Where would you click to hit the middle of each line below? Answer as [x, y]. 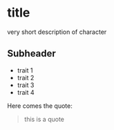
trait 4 [26, 92]
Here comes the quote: [40, 106]
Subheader [32, 54]
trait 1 [25, 70]
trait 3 [26, 85]
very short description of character [57, 32]
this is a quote [44, 119]
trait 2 [26, 77]
